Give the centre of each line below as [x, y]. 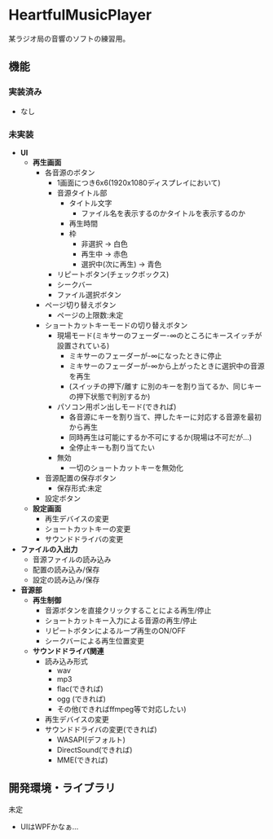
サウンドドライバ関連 [68, 651]
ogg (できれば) [81, 699]
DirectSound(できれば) [95, 749]
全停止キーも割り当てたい [112, 447]
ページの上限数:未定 [90, 314]
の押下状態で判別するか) [110, 396]
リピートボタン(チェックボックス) [113, 274]
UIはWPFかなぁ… [49, 826]
